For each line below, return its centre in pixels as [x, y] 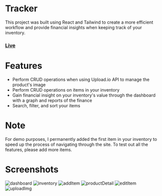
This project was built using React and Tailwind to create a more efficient [79, 22]
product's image [29, 85]
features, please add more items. [39, 149]
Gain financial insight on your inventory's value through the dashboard [84, 95]
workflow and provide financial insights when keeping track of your [74, 27]
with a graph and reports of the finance [52, 100]
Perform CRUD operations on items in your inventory [66, 90]
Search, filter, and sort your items [46, 105]
